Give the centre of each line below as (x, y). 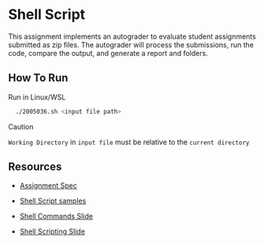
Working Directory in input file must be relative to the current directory (129, 142)
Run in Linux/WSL (37, 97)
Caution (21, 126)
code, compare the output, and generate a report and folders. (108, 53)
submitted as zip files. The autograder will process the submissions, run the (131, 44)
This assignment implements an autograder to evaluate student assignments (132, 36)
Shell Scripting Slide (52, 231)
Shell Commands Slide (56, 216)
